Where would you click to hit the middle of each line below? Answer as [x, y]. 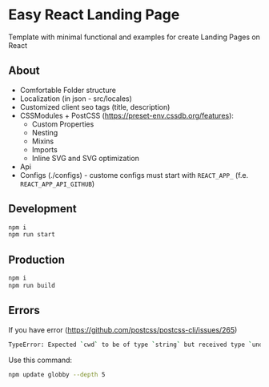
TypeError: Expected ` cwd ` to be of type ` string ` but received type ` [130, 345]
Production [37, 259]
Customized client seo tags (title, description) [95, 107]
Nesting [45, 132]
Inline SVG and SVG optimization [86, 158]
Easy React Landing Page [94, 15]
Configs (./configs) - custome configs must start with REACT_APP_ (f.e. [134, 175]
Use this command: [40, 360]
